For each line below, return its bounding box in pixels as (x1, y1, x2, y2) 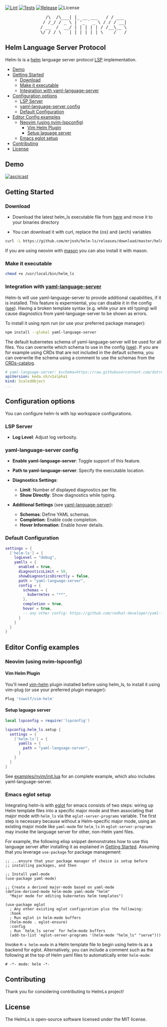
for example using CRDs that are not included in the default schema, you (5, 349, 154, 355)
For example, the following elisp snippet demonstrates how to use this (5, 839, 149, 844)
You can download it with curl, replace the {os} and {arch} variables (12, 229, 152, 235)
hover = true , (23, 606, 52, 611)
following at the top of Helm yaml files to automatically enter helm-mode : (5, 952, 151, 958)
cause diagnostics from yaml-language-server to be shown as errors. (5, 310, 148, 316)
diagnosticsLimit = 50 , (18, 569, 68, 574)
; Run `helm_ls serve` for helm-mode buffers (9, 928, 106, 933)
